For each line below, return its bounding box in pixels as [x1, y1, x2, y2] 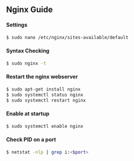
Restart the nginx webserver [6, 73, 78, 80]
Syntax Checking [6, 47, 50, 54]
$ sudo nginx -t [6, 60, 46, 66]
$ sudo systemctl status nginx [6, 92, 84, 98]
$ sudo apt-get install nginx [6, 86, 81, 92]
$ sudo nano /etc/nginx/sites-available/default [6, 34, 129, 40]
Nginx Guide [6, 5, 53, 15]
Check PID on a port [6, 136, 56, 143]
